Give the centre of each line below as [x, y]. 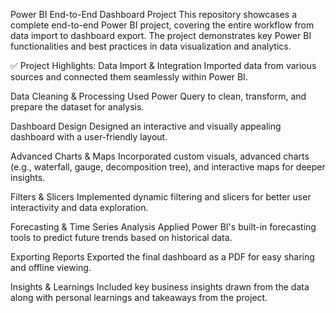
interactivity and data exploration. [79, 207]
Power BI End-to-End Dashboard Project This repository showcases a [154, 14]
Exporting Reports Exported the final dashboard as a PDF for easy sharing [162, 257]
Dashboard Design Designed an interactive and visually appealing [146, 126]
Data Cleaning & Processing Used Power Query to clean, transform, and [158, 96]
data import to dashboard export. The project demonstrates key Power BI [161, 35]
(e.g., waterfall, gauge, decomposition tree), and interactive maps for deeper [168, 167]
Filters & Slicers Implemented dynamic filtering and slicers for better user [161, 197]
